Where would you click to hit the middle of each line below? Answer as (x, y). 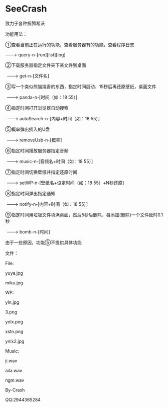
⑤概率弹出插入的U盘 (28, 129)
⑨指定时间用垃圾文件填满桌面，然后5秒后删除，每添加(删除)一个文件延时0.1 (84, 215)
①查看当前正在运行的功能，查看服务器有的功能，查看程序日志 (70, 45)
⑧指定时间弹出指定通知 (30, 193)
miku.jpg (14, 283)
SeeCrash (26, 9)
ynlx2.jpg (15, 341)
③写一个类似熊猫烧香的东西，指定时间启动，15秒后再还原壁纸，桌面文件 (81, 87)
